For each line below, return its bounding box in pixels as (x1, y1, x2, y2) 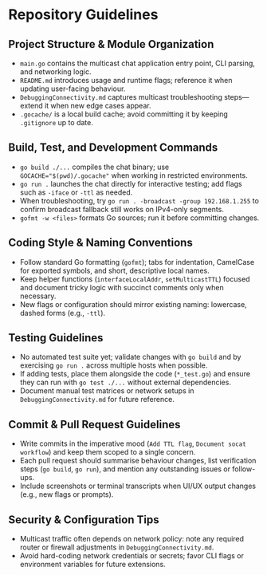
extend (19, 101, 44, 110)
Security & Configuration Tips (8, 513, 159, 526)
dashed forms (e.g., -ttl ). (19, 308, 106, 317)
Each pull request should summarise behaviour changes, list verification (19, 456, 257, 466)
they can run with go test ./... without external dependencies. (19, 377, 231, 388)
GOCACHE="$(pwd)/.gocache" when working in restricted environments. (19, 170, 249, 180)
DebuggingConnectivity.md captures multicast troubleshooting (19, 93, 223, 101)
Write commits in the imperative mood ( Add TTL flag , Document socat (19, 439, 247, 448)
